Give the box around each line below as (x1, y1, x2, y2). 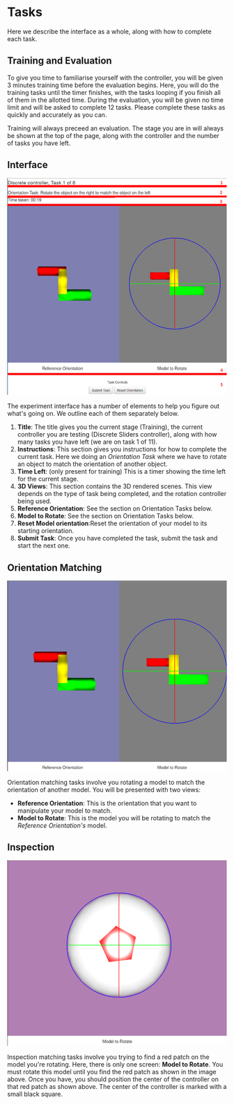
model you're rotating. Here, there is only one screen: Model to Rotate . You (7, 1060, 224, 1069)
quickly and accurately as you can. (7, 110, 107, 119)
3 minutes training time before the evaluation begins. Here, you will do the (7, 81, 219, 89)
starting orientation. (17, 527, 75, 535)
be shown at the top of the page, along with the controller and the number (7, 131, 219, 140)
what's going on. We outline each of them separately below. (7, 409, 180, 418)
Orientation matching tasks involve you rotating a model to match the (7, 778, 205, 786)
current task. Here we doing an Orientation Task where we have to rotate (17, 453, 227, 461)
